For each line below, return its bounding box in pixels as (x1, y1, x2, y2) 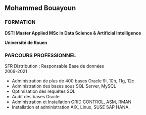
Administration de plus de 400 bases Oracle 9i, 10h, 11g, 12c (11, 77, 135, 83)
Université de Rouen (4, 39, 48, 45)
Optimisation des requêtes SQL (11, 88, 76, 94)
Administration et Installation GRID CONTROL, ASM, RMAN (11, 99, 132, 105)
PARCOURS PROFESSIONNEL (4, 52, 76, 59)
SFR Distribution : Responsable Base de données (4, 63, 104, 69)
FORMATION (4, 19, 36, 26)
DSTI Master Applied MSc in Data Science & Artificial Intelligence (4, 30, 142, 36)
